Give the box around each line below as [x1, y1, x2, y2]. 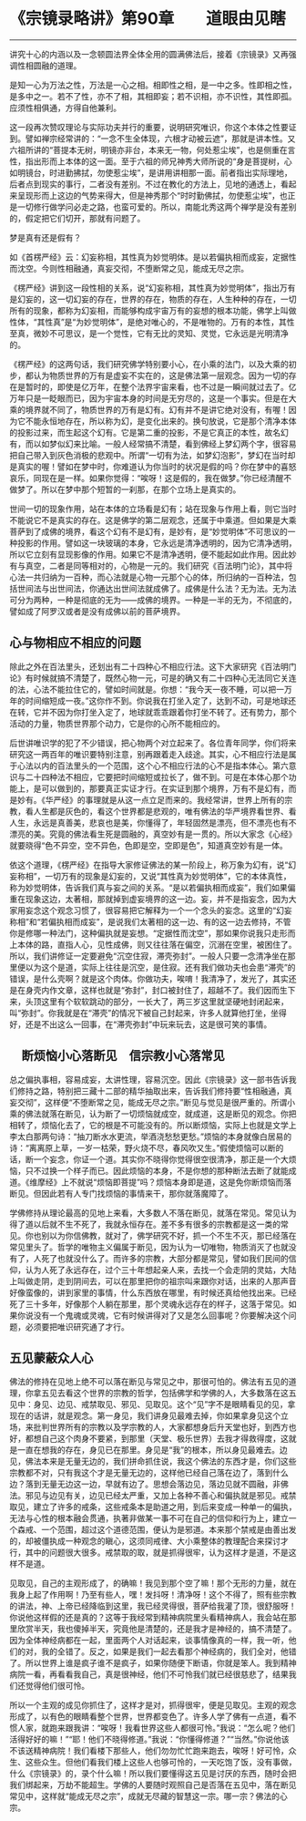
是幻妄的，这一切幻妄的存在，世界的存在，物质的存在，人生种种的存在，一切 [9, 293, 297, 304]
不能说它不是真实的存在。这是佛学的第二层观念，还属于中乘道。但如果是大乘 [9, 514, 297, 525]
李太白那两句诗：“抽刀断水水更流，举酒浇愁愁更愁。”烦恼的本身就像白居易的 [9, 1131, 292, 1142]
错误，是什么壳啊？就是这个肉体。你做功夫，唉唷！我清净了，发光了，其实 [9, 972, 289, 984]
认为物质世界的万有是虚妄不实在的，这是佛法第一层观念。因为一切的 [33, 370, 289, 381]
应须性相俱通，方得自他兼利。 [9, 102, 121, 113]
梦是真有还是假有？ [9, 231, 82, 242]
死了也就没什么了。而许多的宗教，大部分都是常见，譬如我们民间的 [40, 1252, 289, 1263]
